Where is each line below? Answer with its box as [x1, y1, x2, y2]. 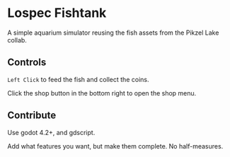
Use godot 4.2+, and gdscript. [7, 128, 96, 136]
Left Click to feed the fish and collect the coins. [7, 75, 149, 83]
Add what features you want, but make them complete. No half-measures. [7, 141, 224, 150]
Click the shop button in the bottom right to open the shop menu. [7, 88, 197, 97]
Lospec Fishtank [7, 5, 107, 21]
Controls [7, 57, 47, 69]
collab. [7, 35, 27, 44]
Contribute [7, 110, 57, 122]
